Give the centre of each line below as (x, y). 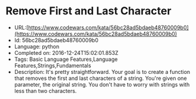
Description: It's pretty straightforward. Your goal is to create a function (102, 72)
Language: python (37, 47)
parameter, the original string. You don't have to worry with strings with (102, 84)
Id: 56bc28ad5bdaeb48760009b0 (56, 40)
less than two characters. (45, 91)
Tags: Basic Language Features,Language (66, 59)
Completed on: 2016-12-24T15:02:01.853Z (66, 52)
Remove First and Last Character (88, 11)
